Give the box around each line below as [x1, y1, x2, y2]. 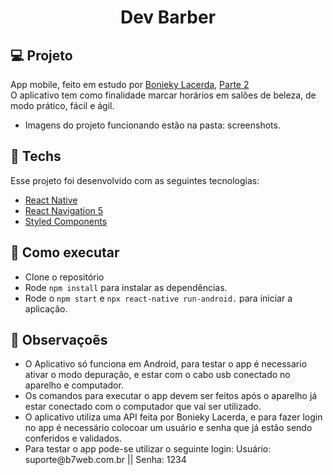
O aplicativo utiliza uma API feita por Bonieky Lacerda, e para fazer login [24, 411, 323, 423]
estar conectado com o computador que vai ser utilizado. [24, 401, 262, 413]
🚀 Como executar [10, 244, 120, 261]
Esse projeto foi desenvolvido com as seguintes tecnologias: [10, 174, 260, 186]
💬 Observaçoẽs [10, 332, 108, 349]
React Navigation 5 [24, 204, 104, 216]
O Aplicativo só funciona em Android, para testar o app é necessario [24, 358, 308, 370]
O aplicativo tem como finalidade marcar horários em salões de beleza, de [10, 89, 317, 101]
